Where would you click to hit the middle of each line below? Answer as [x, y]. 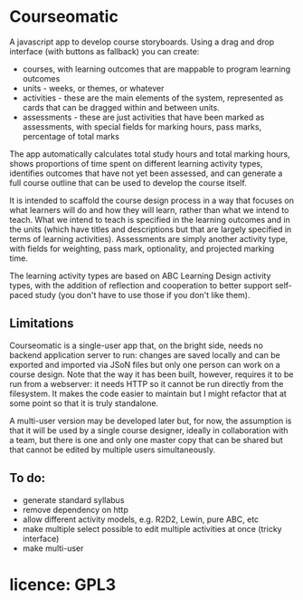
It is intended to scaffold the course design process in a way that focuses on [151, 200]
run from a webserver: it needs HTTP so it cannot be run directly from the [147, 383]
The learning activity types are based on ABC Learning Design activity [140, 276]
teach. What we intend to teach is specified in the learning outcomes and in [150, 219]
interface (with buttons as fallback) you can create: [104, 51]
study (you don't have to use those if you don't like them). [142, 295]
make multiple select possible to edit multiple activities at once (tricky [152, 528]
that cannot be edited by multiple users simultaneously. [112, 450]
